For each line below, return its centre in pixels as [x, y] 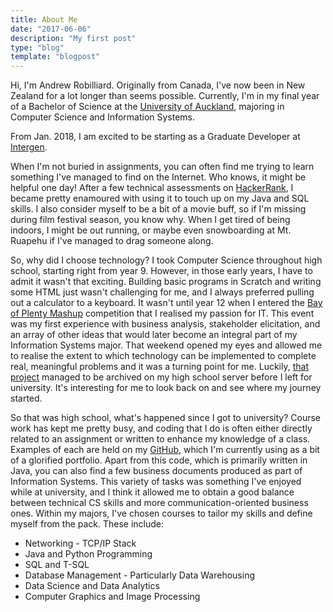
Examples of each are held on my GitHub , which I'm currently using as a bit [165, 450]
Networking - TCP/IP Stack [80, 543]
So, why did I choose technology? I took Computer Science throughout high [166, 260]
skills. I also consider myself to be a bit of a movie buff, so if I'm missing [158, 209]
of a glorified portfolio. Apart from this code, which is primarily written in [159, 460]
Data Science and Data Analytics [92, 586]
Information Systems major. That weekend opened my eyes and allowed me [166, 345]
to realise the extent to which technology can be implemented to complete [163, 356]
